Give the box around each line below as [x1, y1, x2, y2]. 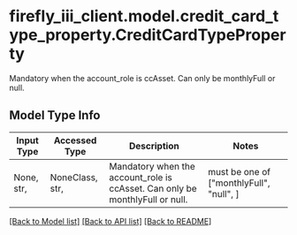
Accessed [53, 134, 97, 147]
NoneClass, [49, 171, 99, 183]
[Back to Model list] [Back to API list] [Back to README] [9, 216, 212, 226]
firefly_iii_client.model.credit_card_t [9, 6, 279, 27]
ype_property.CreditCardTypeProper [9, 25, 286, 45]
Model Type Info [9, 108, 101, 123]
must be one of [207, 165, 271, 178]
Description [128, 140, 179, 152]
